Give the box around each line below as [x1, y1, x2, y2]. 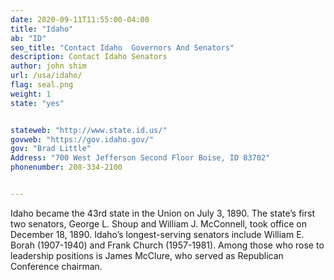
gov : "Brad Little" [10, 144, 92, 154]
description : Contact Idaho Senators [10, 52, 168, 62]
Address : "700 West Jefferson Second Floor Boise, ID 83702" [10, 153, 271, 163]
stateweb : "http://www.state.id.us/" [10, 125, 168, 135]
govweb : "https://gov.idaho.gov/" [10, 134, 155, 145]
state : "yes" [10, 98, 65, 108]
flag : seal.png [10, 80, 74, 90]
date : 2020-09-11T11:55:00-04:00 [10, 14, 150, 25]
